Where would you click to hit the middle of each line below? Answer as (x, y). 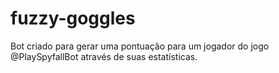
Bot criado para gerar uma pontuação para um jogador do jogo (140, 46)
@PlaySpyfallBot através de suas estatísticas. (104, 56)
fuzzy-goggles (73, 18)
